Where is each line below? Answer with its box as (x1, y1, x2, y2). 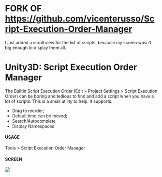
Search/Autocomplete (12, 118, 56, 124)
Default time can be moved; (12, 113, 68, 119)
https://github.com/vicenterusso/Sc (5, 13, 155, 24)
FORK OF (5, 3, 42, 14)
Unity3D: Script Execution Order (5, 62, 137, 73)
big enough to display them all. (5, 45, 66, 50)
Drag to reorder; (12, 108, 44, 113)
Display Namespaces (12, 123, 55, 129)
